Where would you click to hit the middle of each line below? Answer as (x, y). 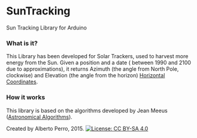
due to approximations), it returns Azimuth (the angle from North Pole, (93, 69)
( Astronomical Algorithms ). (40, 117)
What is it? (22, 43)
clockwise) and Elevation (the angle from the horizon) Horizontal (86, 76)
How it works (26, 97)
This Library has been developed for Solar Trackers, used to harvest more (97, 56)
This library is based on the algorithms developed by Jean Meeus (87, 110)
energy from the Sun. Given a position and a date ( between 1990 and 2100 (99, 63)
